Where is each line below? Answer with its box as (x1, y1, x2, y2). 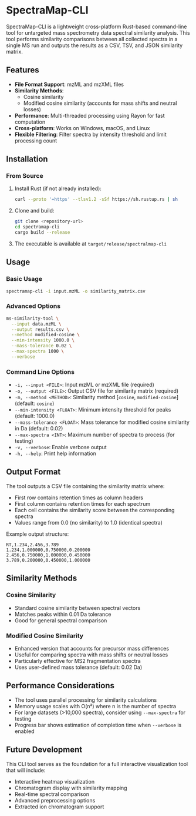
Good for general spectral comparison (14, 616, 107, 624)
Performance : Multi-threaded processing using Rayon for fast (14, 112, 165, 119)
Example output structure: (6, 530, 69, 538)
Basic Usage (6, 275, 43, 283)
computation (14, 118, 46, 125)
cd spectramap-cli (14, 224, 60, 230)
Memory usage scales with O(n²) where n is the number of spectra (14, 702, 177, 709)
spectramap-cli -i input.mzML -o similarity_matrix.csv (6, 288, 146, 294)
